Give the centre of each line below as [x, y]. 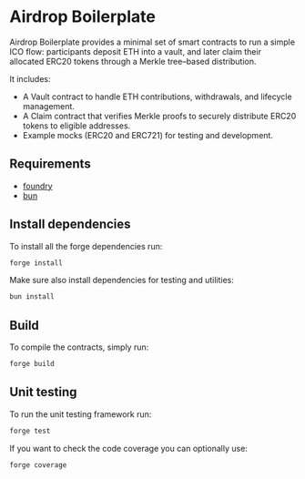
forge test [30, 431]
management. [49, 106]
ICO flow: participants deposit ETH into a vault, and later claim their [136, 51]
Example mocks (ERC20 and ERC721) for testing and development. [147, 135]
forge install [36, 263]
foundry [37, 186]
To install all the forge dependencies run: [86, 246]
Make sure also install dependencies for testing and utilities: [122, 280]
